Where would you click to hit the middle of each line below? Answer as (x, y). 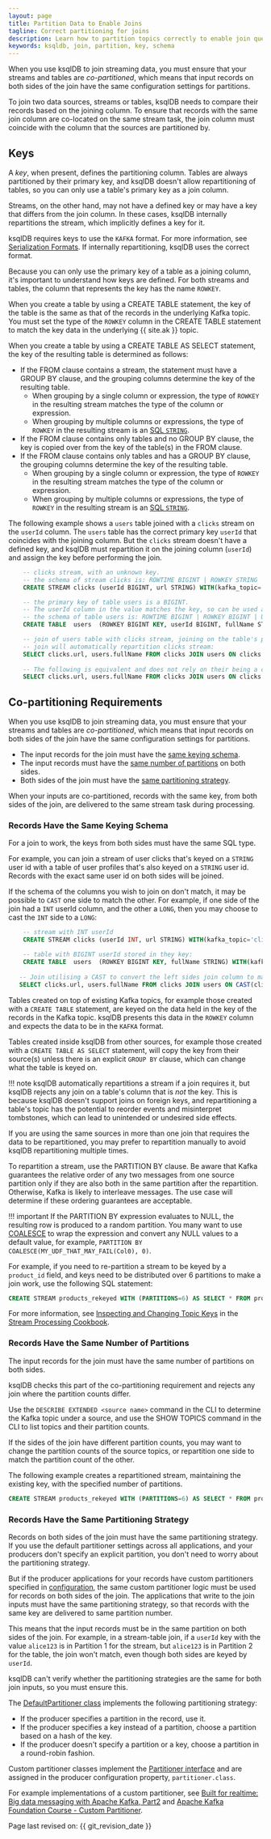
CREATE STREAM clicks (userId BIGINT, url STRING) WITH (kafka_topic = (142, 588)
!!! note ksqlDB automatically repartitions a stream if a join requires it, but (129, 1083)
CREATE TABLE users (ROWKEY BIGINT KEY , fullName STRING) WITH (135, 962)
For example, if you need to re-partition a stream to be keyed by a (117, 1266)
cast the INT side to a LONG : (53, 917)
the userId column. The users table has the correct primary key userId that (133, 532)
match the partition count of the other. (72, 1459)
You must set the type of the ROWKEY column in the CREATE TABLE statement (135, 321)
